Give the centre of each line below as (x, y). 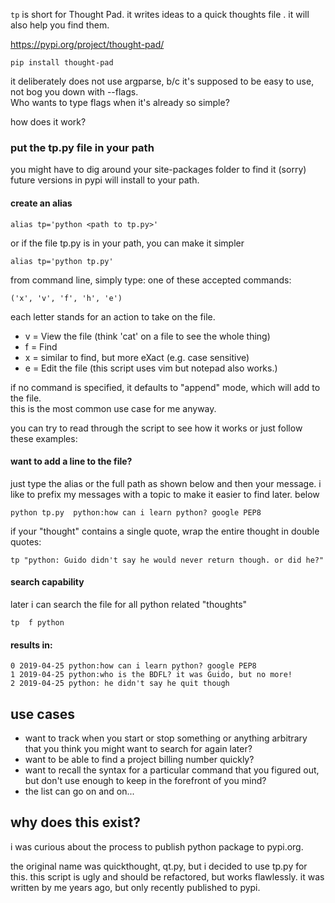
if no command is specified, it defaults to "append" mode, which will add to (165, 387)
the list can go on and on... (79, 791)
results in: (31, 645)
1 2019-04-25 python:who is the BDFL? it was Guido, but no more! (151, 675)
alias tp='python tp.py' (62, 261)
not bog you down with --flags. (74, 92)
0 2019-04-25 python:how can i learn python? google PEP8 (133, 666)
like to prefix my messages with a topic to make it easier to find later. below (165, 494)
